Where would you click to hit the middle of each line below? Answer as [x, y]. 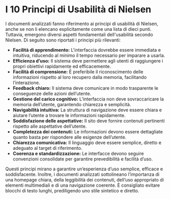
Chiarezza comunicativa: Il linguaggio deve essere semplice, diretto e [87, 143]
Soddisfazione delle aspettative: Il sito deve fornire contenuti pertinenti [89, 121]
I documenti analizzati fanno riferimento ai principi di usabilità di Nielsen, [82, 24]
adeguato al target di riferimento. [47, 148]
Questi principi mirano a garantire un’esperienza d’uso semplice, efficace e [84, 169]
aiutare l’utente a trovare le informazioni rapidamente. [69, 115]
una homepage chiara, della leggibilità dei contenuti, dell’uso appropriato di [84, 180]
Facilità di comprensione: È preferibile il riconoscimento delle [78, 72]
